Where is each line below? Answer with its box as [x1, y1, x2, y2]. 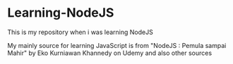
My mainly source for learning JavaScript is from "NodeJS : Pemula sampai [7, 41, 227, 49]
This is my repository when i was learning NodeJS [7, 28, 153, 36]
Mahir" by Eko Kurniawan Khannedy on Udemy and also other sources [7, 49, 213, 57]
